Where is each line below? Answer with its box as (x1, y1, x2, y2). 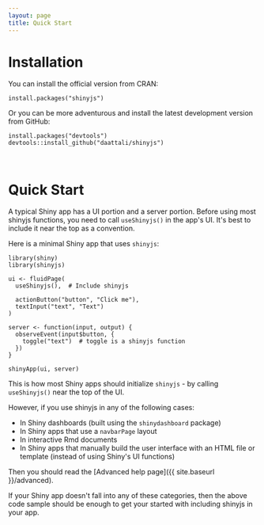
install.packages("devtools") (8, 132, 108, 140)
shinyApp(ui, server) (8, 365, 80, 373)
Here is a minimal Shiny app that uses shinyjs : (8, 239, 160, 249)
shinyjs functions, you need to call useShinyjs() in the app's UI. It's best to (8, 215, 251, 225)
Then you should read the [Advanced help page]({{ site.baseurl (8, 467, 215, 477)
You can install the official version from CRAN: (8, 79, 159, 89)
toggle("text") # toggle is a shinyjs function (22, 337, 186, 345)
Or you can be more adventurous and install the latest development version (8, 108, 254, 118)
